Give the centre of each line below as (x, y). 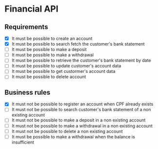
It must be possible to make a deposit (49, 50)
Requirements (26, 27)
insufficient (23, 142)
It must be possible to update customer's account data (66, 66)
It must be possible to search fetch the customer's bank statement (78, 44)
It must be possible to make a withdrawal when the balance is (73, 136)
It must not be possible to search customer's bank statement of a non (81, 110)
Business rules (27, 92)
